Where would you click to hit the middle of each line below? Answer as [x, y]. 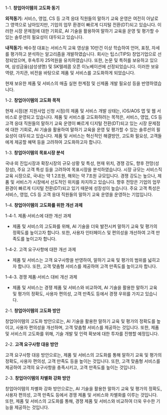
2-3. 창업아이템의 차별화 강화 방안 [38, 378]
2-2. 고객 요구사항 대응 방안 [32, 344]
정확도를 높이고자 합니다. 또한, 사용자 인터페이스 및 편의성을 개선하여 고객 [83, 232]
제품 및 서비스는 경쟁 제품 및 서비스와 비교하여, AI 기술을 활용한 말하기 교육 [85, 287]
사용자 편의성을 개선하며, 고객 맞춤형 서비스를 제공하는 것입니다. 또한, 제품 [87, 327]
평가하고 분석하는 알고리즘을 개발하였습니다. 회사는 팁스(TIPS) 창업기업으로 [83, 54]
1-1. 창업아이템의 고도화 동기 [32, 8]
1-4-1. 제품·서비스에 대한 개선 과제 [38, 216]
